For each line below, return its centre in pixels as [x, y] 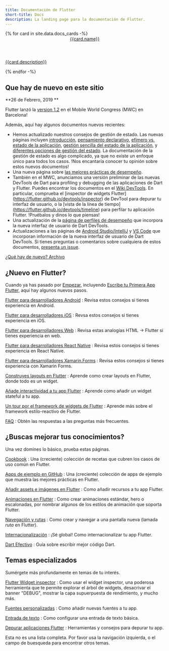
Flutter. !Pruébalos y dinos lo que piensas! [56, 215]
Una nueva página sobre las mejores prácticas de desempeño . [77, 172]
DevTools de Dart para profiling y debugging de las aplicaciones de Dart [88, 183]
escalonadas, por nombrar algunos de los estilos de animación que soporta [83, 504]
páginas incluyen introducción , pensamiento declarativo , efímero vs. [83, 140]
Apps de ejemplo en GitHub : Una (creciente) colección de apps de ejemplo [84, 474]
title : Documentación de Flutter [40, 10]
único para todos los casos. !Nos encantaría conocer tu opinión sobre [85, 161]
